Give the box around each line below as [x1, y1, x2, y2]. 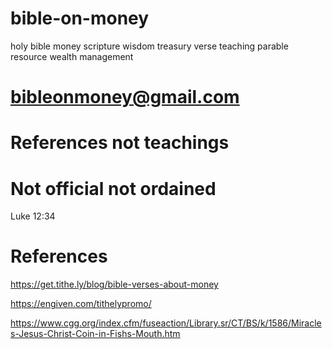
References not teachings [10, 132, 230, 154]
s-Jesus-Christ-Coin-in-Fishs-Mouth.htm [10, 328, 181, 340]
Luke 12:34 [10, 210, 56, 222]
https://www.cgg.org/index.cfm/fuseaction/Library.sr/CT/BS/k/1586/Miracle [10, 317, 322, 329]
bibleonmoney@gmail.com [10, 86, 240, 109]
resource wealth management [10, 50, 134, 62]
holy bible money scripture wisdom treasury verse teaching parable [10, 40, 289, 52]
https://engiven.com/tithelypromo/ [10, 298, 152, 310]
